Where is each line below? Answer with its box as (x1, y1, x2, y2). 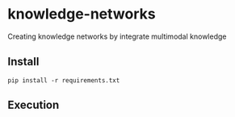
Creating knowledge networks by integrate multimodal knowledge (7, 31, 227, 41)
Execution (7, 98, 60, 112)
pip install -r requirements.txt (7, 76, 120, 85)
